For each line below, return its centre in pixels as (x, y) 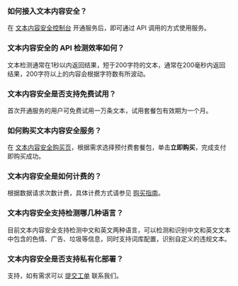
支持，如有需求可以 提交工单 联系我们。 (65, 276)
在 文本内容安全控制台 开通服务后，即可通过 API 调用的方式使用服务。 (109, 28)
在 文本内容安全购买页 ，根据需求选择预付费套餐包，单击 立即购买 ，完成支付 (117, 147)
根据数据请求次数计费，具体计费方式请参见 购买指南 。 (86, 193)
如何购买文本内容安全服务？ (55, 130)
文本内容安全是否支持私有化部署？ (66, 258)
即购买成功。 (26, 156)
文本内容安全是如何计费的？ (55, 176)
